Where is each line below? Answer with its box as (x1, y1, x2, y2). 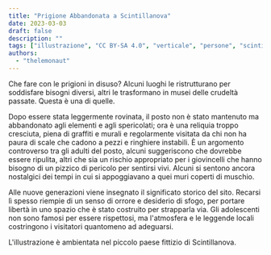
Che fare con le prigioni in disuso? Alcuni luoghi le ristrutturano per (8, 78, 231, 89)
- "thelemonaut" (15, 57, 70, 65)
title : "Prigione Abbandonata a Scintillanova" (8, 11, 172, 20)
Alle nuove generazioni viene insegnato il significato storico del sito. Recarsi (8, 187, 261, 197)
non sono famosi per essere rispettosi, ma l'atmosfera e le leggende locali (8, 213, 254, 223)
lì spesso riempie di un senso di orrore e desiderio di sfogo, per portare (8, 195, 245, 206)
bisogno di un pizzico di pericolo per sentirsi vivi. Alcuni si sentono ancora (8, 163, 256, 173)
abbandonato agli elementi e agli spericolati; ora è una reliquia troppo (8, 120, 240, 130)
